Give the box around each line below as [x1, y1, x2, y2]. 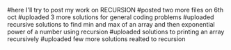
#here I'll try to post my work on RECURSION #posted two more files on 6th [7, 6, 224, 14]
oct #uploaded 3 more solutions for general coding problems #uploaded [7, 13, 214, 21]
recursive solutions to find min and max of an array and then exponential [7, 21, 215, 28]
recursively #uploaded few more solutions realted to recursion [7, 35, 186, 43]
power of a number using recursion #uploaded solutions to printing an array [7, 27, 225, 36]
